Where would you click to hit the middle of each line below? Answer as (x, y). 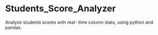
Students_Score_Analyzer (61, 9)
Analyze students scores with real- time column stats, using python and (79, 22)
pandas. (14, 27)
